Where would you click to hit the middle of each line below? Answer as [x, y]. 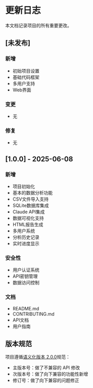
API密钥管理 [25, 276]
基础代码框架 [26, 77]
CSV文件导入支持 [31, 199]
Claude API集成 [29, 212]
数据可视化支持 [28, 218]
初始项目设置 [26, 71]
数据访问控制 [26, 283]
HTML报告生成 [28, 224]
